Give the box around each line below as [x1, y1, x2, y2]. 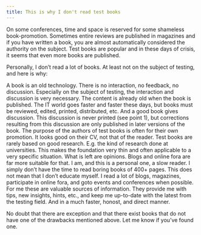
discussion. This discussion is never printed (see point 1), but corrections [6, 114, 189, 121]
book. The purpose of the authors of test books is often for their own [6, 127, 179, 134]
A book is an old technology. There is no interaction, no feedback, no [6, 82, 179, 89]
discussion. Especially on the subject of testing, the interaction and [6, 88, 174, 95]
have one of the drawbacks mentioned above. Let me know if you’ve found [6, 216, 194, 223]
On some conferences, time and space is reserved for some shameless [6, 26, 185, 33]
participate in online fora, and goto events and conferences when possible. [6, 178, 194, 186]
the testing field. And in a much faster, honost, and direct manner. [6, 198, 171, 205]
